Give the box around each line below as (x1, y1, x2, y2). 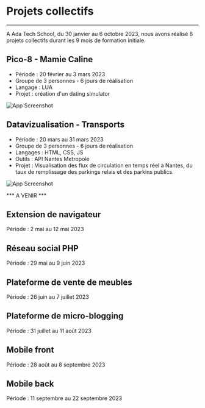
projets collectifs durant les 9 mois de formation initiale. (6, 37, 146, 44)
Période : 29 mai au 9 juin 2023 (6, 259, 85, 267)
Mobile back (6, 379, 54, 389)
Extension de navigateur (6, 209, 101, 220)
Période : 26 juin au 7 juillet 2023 (6, 293, 90, 300)
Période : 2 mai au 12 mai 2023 (6, 226, 84, 233)
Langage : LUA (15, 84, 53, 91)
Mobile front (6, 345, 54, 355)
